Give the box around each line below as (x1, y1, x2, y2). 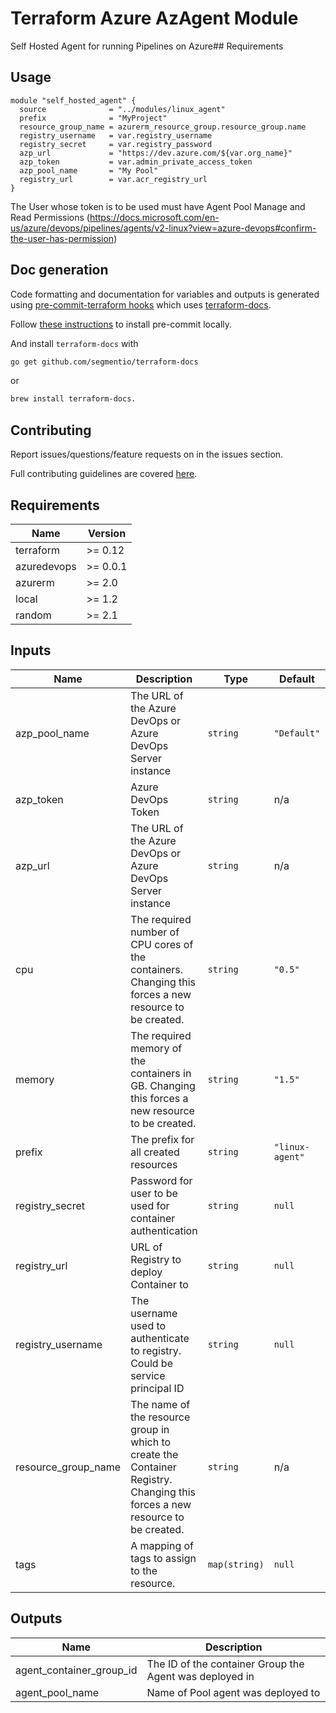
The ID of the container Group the (146, 1657, 305, 1671)
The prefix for (130, 1132, 195, 1146)
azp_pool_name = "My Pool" (19, 165, 159, 176)
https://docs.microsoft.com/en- (89, 211, 220, 223)
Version (88, 526, 127, 540)
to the (130, 1563, 158, 1577)
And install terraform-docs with (10, 337, 139, 349)
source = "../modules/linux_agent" (19, 104, 226, 114)
